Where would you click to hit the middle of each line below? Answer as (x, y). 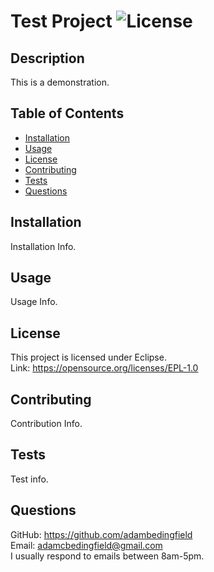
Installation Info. (43, 246)
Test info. (29, 479)
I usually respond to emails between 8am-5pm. (107, 556)
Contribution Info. (46, 424)
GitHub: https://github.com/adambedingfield (101, 534)
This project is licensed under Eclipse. (88, 357)
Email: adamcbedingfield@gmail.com (86, 545)
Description (47, 58)
